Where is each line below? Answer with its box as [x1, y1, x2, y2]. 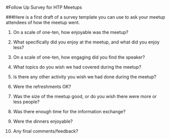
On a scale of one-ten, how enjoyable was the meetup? [13, 29, 129, 35]
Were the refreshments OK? [13, 83, 71, 89]
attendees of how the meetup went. [6, 20, 80, 25]
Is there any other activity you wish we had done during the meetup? [13, 74, 156, 80]
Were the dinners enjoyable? [13, 118, 73, 124]
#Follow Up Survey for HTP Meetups [6, 5, 82, 10]
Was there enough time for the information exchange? [13, 109, 126, 114]
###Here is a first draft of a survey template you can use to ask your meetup [6, 14, 165, 20]
